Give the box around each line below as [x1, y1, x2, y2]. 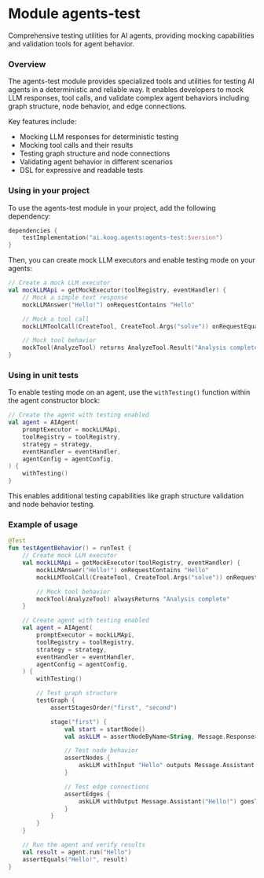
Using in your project [8, 186, 90, 197]
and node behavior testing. [8, 500, 96, 509]
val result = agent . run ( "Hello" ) [22, 848, 132, 856]
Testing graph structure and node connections [19, 149, 170, 158]
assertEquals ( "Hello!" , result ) [22, 855, 128, 863]
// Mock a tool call [22, 315, 90, 323]
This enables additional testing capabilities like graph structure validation [8, 491, 244, 501]
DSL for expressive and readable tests [19, 166, 144, 175]
